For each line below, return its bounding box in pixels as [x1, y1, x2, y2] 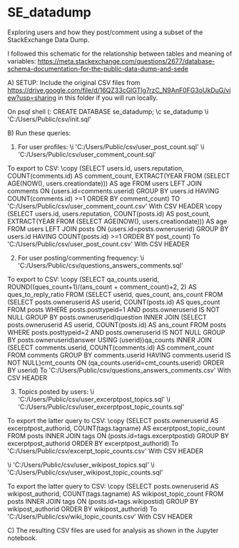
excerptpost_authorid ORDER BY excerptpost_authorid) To [7, 439, 179, 447]
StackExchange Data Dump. [7, 35, 90, 44]
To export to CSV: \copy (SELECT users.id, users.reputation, [7, 163, 184, 172]
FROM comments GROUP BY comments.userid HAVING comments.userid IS [7, 350, 231, 359]
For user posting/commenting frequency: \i [17, 253, 145, 262]
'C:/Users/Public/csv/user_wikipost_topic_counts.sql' [7, 468, 163, 477]
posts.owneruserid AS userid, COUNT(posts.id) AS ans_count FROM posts [7, 320, 227, 329]
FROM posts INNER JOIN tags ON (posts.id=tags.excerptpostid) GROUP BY [7, 431, 230, 440]
